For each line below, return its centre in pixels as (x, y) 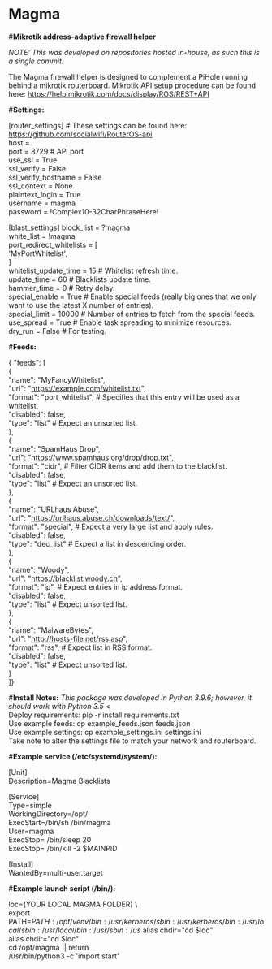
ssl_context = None (41, 186)
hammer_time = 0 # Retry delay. (62, 288)
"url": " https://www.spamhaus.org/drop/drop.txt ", (91, 457)
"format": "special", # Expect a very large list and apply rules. (111, 526)
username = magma (42, 203)
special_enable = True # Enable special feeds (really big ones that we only (132, 296)
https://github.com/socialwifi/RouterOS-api (80, 134)
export (19, 913)
